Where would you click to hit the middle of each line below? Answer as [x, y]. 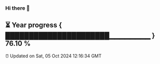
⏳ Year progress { [34, 25]
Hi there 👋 [18, 8]
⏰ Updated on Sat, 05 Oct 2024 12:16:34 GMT [53, 56]
